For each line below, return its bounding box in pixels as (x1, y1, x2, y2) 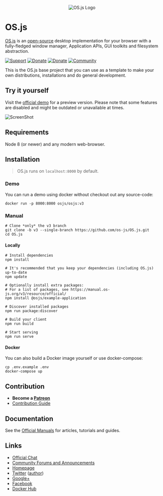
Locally (5, 242, 20, 248)
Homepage (12, 465, 35, 471)
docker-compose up (5, 369, 42, 374)
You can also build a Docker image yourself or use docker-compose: (5, 355, 143, 361)
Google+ (12, 475, 30, 481)
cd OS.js (5, 232, 23, 237)
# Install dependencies (5, 253, 54, 258)
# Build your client (5, 317, 47, 322)
